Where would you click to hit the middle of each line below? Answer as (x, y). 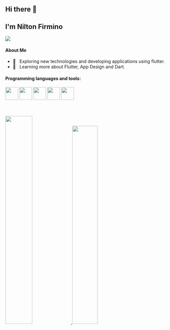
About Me (16, 50)
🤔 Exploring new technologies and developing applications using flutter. (89, 61)
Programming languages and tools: (43, 78)
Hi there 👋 (21, 9)
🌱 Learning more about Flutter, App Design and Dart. (69, 67)
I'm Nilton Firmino (34, 27)
